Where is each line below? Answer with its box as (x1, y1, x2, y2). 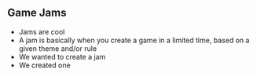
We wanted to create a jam (18, 52, 106, 61)
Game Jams (7, 6, 67, 20)
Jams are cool (18, 27, 65, 36)
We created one (18, 60, 72, 70)
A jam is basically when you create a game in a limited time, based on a (18, 35, 250, 45)
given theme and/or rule (18, 43, 97, 53)
